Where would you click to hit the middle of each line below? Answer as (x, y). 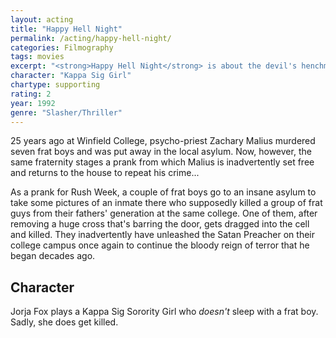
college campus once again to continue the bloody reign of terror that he (160, 245)
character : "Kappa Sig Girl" (71, 76)
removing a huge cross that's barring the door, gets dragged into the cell (160, 224)
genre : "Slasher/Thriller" (66, 112)
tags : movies (37, 57)
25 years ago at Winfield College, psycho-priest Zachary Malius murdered (163, 141)
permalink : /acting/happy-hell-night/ (91, 38)
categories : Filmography (62, 47)
